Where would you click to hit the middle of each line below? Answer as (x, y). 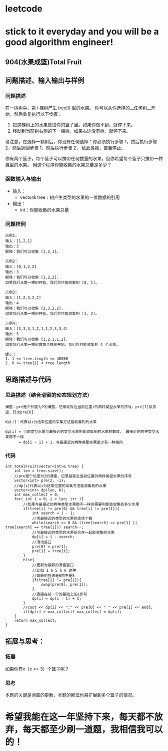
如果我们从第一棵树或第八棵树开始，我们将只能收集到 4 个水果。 (62, 345)
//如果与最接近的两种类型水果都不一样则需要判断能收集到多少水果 (81, 505)
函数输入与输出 (23, 179)
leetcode (24, 9)
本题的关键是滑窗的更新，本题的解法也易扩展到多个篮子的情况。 (71, 695)
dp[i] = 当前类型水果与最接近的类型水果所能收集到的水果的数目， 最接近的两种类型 (80, 431)
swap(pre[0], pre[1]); (64, 585)
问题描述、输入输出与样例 (44, 81)
